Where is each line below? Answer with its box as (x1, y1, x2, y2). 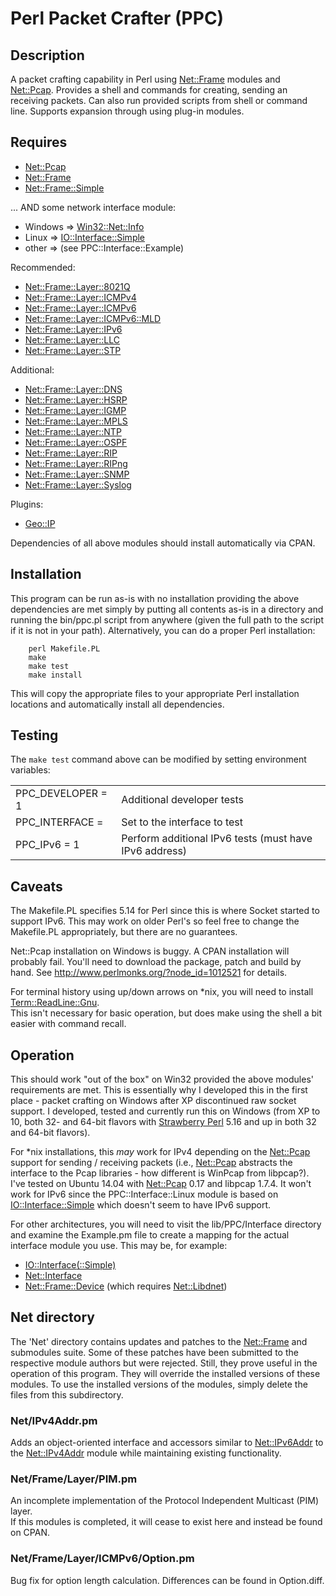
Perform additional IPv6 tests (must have (121, 832, 313, 846)
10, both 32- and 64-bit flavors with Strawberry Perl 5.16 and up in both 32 (10, 1116, 317, 1128)
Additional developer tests (121, 793, 245, 807)
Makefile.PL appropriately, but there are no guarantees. (10, 926, 238, 938)
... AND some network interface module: (10, 201, 177, 213)
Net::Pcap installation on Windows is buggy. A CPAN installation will (10, 945, 290, 957)
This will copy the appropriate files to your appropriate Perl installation (10, 687, 300, 699)
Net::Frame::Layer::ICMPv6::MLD (24, 312, 162, 324)
